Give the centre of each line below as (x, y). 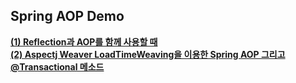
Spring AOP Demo (67, 16)
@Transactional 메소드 (57, 66)
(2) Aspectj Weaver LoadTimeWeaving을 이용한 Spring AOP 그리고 (148, 54)
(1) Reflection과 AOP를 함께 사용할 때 (84, 41)
